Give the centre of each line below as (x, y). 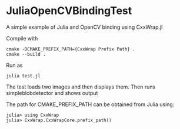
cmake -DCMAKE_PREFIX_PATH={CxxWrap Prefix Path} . (71, 49)
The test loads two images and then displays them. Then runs (81, 87)
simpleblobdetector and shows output (52, 93)
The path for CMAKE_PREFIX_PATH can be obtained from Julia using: (90, 104)
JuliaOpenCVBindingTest (69, 11)
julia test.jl (24, 76)
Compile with (22, 38)
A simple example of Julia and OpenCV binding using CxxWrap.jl (84, 27)
